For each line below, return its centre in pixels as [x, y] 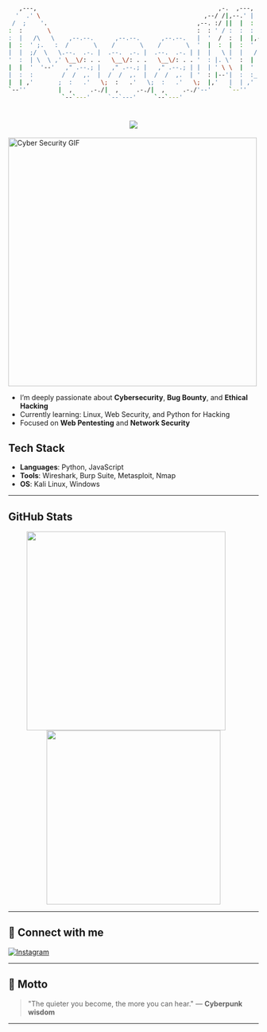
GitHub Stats [41, 517]
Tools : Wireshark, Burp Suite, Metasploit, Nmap [98, 476]
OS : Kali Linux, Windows [60, 484]
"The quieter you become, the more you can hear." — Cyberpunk [135, 1003]
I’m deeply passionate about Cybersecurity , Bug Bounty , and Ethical [134, 398]
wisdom [41, 1012]
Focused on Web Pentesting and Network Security [105, 423]
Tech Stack [37, 448]
